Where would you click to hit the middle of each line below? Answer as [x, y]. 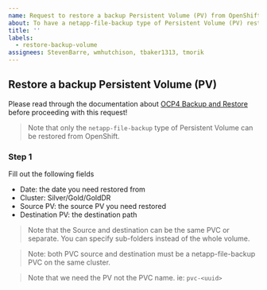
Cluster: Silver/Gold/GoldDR [65, 198]
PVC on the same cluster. [69, 262]
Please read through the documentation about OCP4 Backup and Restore [128, 103]
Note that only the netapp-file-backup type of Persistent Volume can [140, 127]
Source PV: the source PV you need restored [93, 207]
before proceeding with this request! [68, 112]
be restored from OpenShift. [74, 136]
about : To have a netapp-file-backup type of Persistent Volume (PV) [126, 23]
